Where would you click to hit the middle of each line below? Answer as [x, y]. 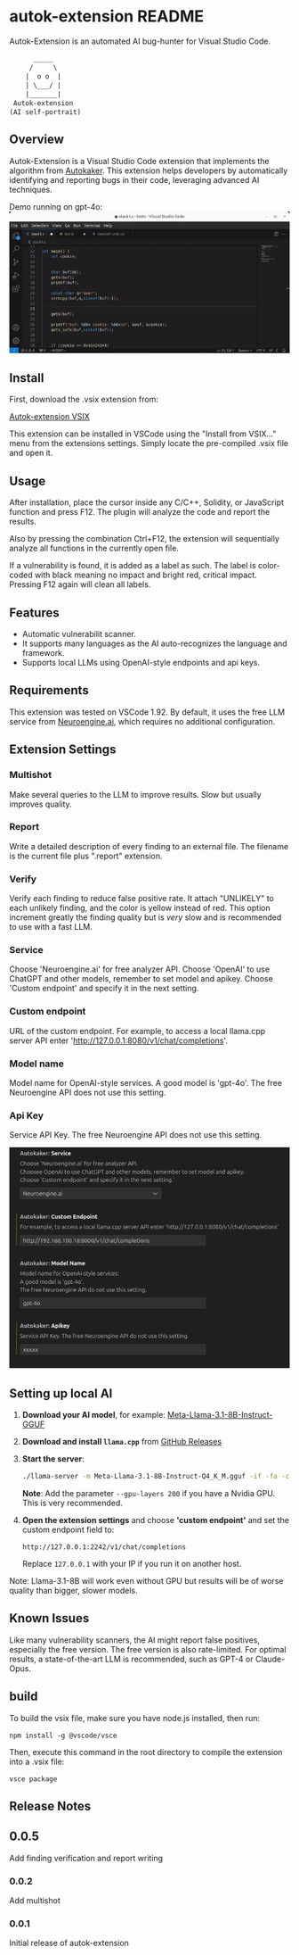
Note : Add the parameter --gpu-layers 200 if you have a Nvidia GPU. [149, 1493]
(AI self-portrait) [45, 112]
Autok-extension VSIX [50, 417]
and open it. [31, 453]
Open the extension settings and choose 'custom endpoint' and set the [155, 1520]
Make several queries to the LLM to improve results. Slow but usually [135, 794]
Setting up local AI [61, 1393]
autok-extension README [107, 17]
